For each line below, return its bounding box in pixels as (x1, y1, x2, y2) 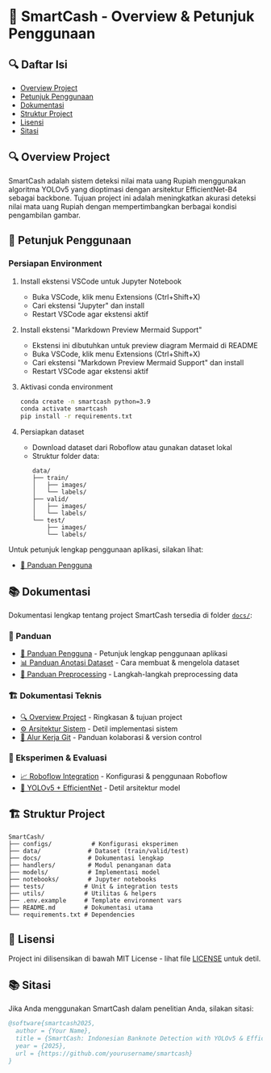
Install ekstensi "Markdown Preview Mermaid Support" (19, 325, 202, 335)
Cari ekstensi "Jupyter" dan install (31, 301, 145, 310)
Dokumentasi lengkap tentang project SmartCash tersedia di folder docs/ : (8, 610, 252, 620)
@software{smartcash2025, (8, 1020, 95, 1028)
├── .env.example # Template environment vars (8, 896, 182, 904)
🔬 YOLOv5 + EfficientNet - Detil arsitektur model (19, 783, 181, 793)
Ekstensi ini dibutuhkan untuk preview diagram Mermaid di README (31, 340, 258, 350)
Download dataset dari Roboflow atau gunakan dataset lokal (31, 443, 232, 452)
